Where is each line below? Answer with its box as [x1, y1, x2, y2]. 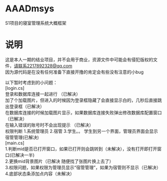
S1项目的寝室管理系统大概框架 [5, 20, 67, 26]
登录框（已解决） [9, 103, 45, 109]
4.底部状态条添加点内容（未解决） [5, 171, 75, 177]
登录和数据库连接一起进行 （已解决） [5, 91, 81, 97]
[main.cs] [5, 140, 25, 146]
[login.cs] [5, 85, 25, 91]
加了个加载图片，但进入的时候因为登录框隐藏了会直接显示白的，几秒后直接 [5, 97, 158, 103]
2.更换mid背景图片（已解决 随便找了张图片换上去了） [5, 158, 114, 164]
